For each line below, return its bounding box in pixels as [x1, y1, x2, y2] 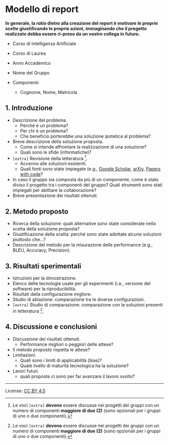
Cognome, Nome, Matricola [20, 89, 77, 95]
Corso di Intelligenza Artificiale [12, 40, 76, 46]
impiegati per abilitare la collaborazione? [12, 187, 97, 193]
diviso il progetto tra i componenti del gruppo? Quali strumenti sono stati [12, 182, 162, 188]
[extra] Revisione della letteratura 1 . [12, 154, 88, 161]
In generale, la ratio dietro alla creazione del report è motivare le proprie [5, 20, 158, 26]
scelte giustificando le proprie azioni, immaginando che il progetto [5, 25, 147, 31]
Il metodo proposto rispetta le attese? [12, 347, 91, 353]
